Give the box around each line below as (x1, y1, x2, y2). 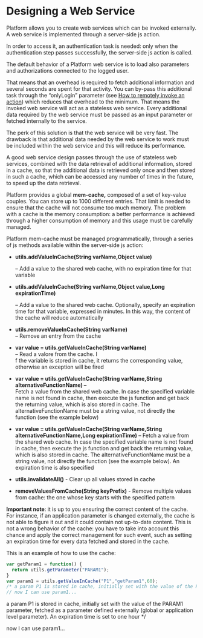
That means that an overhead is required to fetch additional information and (6, 79, 195, 86)
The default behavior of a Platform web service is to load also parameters (6, 61, 189, 68)
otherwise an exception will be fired (14, 363, 105, 370)
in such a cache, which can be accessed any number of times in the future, (6, 173, 194, 180)
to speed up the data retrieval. (6, 179, 82, 186)
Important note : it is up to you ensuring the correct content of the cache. (6, 505, 188, 513)
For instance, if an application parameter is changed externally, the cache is (6, 511, 195, 519)
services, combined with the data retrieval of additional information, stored (6, 160, 192, 167)
